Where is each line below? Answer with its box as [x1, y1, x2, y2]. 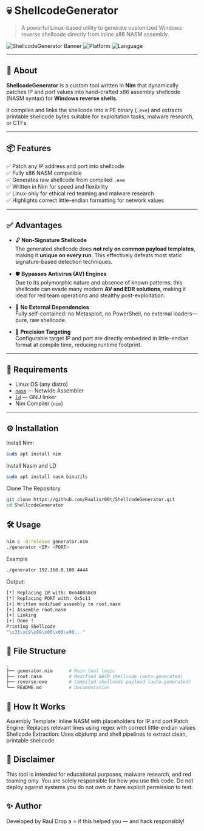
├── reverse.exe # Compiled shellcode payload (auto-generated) [6, 679, 191, 685]
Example [6, 556, 29, 563]
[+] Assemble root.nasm [6, 607, 67, 613]
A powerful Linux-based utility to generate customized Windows [21, 24, 182, 31]
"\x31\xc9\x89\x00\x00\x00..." [6, 629, 86, 636]
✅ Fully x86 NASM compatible [6, 169, 82, 177]
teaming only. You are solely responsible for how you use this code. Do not [6, 777, 194, 784]
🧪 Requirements [6, 365, 68, 375]
